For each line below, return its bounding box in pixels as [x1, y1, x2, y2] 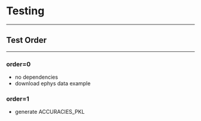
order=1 [6, 94, 30, 103]
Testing [6, 4, 45, 18]
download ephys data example [14, 80, 91, 87]
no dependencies [14, 73, 59, 81]
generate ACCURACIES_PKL [14, 108, 85, 116]
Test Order [6, 35, 47, 45]
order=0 [6, 60, 31, 68]
